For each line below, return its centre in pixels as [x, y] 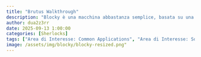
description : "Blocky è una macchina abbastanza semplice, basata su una [100, 17]
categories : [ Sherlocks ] [37, 34]
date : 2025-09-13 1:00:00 [38, 28]
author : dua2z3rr [28, 23]
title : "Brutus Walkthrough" [42, 12]
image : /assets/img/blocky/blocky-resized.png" [67, 45]
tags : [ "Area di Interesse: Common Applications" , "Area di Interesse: [97, 39]
